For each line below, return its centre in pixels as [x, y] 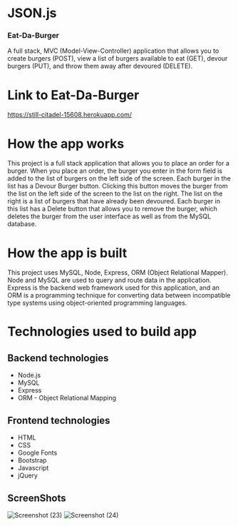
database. [22, 224]
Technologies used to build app [102, 332]
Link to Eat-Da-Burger [73, 95]
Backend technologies [58, 358]
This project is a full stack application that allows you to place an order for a [119, 163]
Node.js [29, 375]
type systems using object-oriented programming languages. [97, 303]
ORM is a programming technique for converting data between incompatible [119, 295]
